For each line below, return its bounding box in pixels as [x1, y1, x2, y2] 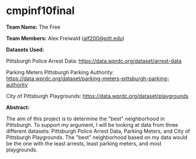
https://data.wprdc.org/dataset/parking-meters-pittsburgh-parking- [6, 75, 170, 82]
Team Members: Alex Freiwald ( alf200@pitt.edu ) [6, 34, 125, 42]
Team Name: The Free [6, 23, 61, 30]
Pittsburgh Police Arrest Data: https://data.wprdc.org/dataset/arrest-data [6, 57, 182, 64]
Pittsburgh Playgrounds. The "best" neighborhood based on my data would [6, 133, 188, 141]
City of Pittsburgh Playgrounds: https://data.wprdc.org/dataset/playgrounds [6, 92, 189, 99]
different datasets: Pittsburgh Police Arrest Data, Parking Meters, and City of [6, 127, 190, 134]
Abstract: [6, 103, 30, 110]
